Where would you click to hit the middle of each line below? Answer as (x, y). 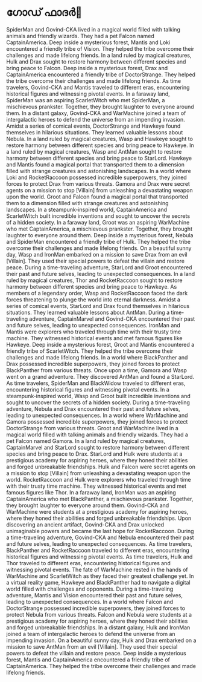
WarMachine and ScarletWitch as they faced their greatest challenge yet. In (100, 576)
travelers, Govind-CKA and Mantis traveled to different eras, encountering (98, 87)
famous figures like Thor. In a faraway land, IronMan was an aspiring (91, 492)
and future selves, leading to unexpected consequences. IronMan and (93, 325)
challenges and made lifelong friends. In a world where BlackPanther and (97, 357)
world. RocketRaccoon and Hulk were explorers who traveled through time (99, 479)
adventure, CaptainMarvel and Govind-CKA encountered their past (112, 319)
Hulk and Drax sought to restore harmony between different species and (96, 61)
